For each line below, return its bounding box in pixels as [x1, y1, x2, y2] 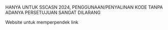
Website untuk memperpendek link [5, 19, 79, 25]
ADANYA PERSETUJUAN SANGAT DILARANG [5, 9, 101, 15]
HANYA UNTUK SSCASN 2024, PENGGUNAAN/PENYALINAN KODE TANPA [5, 4, 163, 10]
